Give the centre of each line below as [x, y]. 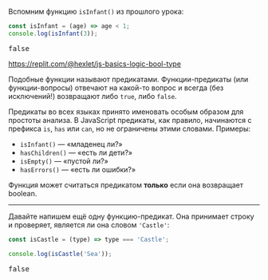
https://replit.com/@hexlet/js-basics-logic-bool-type [95, 64]
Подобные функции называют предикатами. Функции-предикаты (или [128, 79]
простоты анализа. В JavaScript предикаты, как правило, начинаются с [130, 120]
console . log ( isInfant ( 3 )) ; [53, 34]
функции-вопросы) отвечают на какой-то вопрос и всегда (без [116, 88]
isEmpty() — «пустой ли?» [64, 161]
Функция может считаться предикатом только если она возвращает [126, 185]
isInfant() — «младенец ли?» [71, 144]
